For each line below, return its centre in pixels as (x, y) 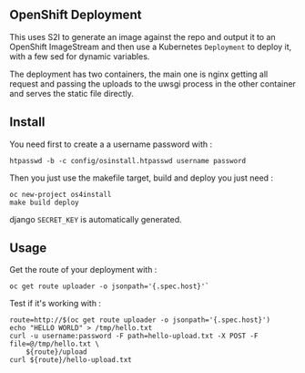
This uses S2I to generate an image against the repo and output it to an (142, 36)
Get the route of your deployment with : (83, 270)
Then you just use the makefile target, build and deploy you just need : (142, 178)
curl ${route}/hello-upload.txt (71, 360)
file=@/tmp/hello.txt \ (55, 344)
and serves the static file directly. (72, 93)
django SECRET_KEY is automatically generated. (96, 219)
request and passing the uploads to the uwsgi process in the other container (152, 83)
